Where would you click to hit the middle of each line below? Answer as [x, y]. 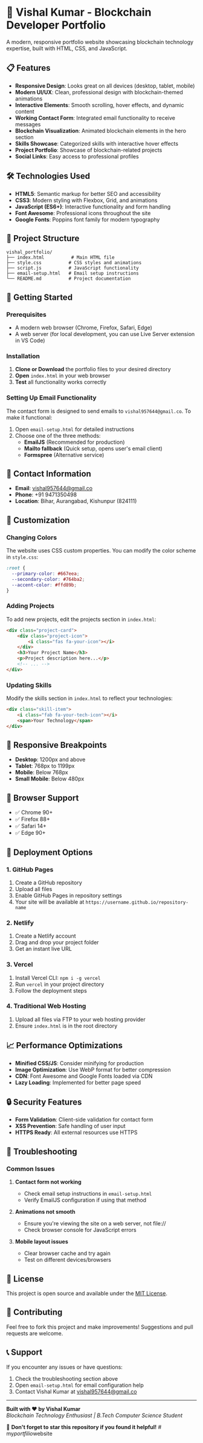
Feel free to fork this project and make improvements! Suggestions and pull [100, 1327]
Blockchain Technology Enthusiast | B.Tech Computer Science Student [95, 1415]
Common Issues [31, 1169]
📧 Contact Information [49, 474]
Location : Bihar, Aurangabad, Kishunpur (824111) [76, 501]
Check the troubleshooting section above [66, 1378]
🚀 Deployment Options [50, 852]
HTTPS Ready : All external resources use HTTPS [76, 1132]
